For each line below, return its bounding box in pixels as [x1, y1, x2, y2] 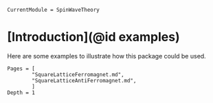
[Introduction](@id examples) [7, 30, 180, 45]
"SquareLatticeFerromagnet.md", [32, 71, 125, 78]
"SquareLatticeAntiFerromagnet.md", [32, 77, 137, 84]
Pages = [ [7, 65, 36, 72]
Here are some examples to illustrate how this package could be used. [7, 51, 206, 60]
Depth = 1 [7, 89, 36, 96]
